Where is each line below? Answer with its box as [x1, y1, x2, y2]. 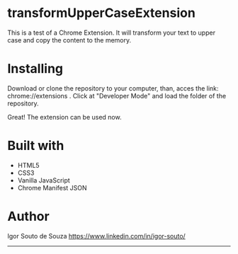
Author [7, 209, 50, 224]
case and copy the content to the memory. [7, 35, 132, 44]
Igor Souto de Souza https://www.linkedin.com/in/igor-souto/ [7, 231, 186, 240]
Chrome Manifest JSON [17, 183, 87, 192]
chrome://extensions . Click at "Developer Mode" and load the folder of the [7, 91, 227, 100]
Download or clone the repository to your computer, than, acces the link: [7, 83, 219, 93]
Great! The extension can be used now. [7, 112, 122, 121]
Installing [7, 61, 64, 77]
